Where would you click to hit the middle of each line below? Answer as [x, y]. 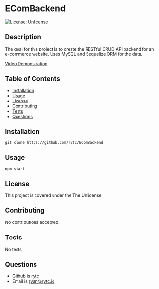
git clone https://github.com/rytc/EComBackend [54, 143]
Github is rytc [26, 276]
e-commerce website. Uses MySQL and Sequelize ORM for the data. [74, 54]
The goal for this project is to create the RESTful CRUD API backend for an [79, 49]
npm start [15, 169]
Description [23, 37]
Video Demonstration [26, 63]
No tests [13, 249]
